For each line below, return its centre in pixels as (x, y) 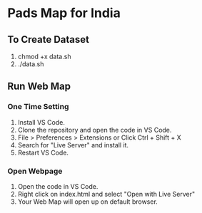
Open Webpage (35, 171)
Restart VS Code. (43, 152)
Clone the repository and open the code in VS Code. (95, 130)
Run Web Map (39, 87)
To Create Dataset (48, 40)
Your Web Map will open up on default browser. (88, 202)
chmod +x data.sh (44, 56)
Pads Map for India (64, 13)
